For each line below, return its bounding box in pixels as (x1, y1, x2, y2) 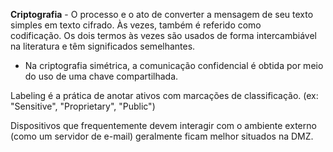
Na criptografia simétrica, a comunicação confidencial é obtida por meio (24, 60, 324, 71)
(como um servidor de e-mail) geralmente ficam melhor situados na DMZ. (10, 130, 314, 142)
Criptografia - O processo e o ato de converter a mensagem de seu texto (10, 9, 314, 20)
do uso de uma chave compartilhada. (24, 70, 179, 82)
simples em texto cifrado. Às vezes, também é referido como (10, 19, 262, 31)
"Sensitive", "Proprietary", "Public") (10, 100, 156, 112)
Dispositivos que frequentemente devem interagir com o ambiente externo (10, 120, 317, 131)
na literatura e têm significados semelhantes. (10, 40, 196, 52)
